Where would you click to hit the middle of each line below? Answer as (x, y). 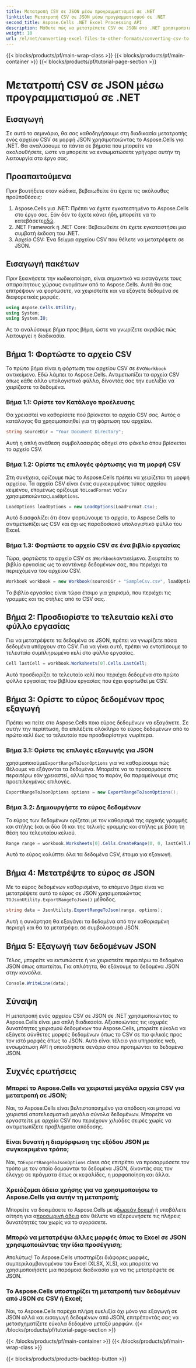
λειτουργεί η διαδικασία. (36, 336)
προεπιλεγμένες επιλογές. (38, 782)
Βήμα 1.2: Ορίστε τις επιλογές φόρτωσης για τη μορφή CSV (93, 464)
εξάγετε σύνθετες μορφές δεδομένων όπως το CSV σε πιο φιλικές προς (94, 1034)
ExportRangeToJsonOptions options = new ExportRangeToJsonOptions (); (92, 792)
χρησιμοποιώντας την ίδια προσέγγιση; (64, 1244)
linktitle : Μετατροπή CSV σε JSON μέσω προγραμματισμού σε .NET (86, 17)
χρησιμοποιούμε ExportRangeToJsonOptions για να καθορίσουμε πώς (88, 763)
